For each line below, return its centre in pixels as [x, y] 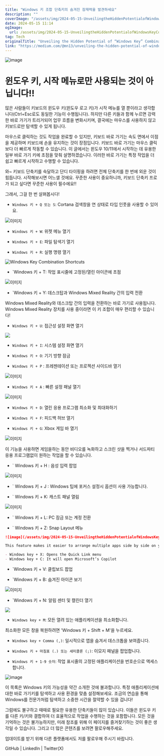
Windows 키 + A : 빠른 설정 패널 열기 [46, 387]
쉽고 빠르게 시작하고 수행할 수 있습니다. [42, 161]
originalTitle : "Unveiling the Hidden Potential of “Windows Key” [74, 42]
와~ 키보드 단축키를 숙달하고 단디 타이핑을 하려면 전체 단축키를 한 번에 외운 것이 [81, 171]
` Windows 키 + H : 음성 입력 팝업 [44, 465]
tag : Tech [15, 37]
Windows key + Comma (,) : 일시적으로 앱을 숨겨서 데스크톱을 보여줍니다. [81, 641]
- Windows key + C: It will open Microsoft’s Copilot [61, 559]
